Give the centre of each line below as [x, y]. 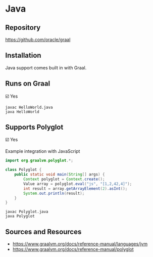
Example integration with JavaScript [43, 151]
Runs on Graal [28, 84]
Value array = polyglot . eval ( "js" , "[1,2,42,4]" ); [78, 184]
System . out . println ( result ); [54, 193]
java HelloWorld [22, 112]
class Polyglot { [23, 170]
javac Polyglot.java [27, 212]
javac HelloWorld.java [29, 107]
